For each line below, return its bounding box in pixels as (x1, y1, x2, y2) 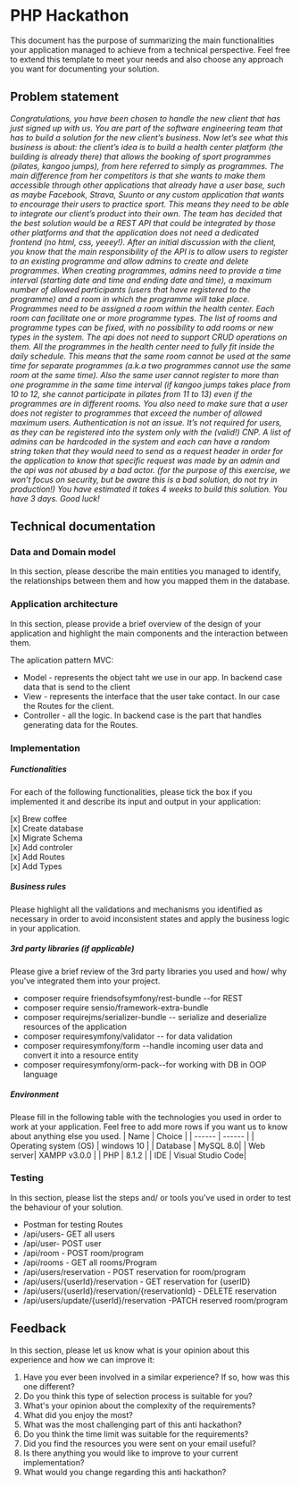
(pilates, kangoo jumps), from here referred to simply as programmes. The (10, 160, 284, 171)
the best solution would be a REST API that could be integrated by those (10, 217, 276, 228)
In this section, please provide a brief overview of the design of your (10, 618, 262, 629)
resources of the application (22, 1021, 128, 1032)
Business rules (10, 882, 66, 892)
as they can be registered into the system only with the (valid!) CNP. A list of (10, 426, 291, 437)
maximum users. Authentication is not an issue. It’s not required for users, (10, 417, 282, 427)
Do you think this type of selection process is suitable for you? (22, 1390, 253, 1401)
